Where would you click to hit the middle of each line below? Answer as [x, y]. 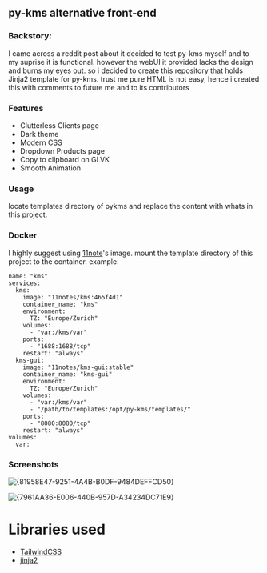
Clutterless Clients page [60, 125]
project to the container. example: [64, 261]
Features [26, 108]
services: [25, 283]
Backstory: [30, 36]
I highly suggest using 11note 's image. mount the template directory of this [131, 253]
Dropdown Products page [62, 150]
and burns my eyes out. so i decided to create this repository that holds [126, 70]
